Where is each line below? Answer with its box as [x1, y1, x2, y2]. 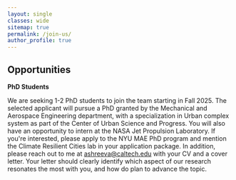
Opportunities [7, 64, 71, 76]
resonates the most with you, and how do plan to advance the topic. [7, 164, 207, 173]
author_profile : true [7, 37, 72, 44]
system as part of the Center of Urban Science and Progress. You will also [7, 119, 226, 127]
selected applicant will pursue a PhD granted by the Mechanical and [7, 104, 208, 112]
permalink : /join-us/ [7, 30, 72, 38]
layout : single [7, 10, 53, 18]
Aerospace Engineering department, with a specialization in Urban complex [7, 111, 230, 120]
